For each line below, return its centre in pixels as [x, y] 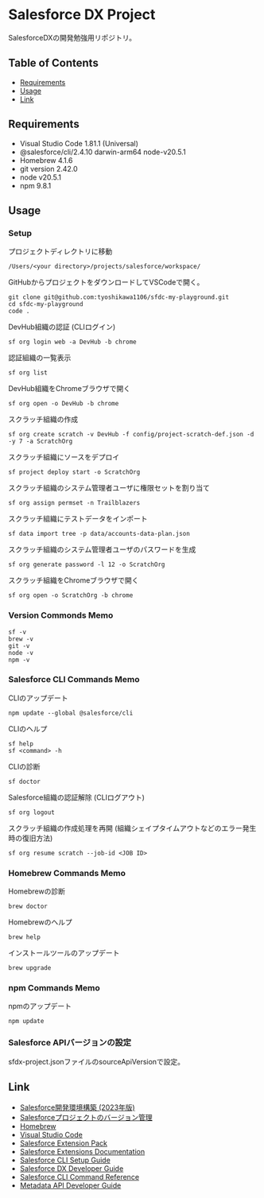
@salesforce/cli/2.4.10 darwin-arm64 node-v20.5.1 [103, 152]
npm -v [19, 660]
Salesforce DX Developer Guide [72, 1168]
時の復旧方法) [31, 838]
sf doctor [25, 781]
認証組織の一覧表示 [40, 358]
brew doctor [28, 907]
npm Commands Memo [54, 988]
